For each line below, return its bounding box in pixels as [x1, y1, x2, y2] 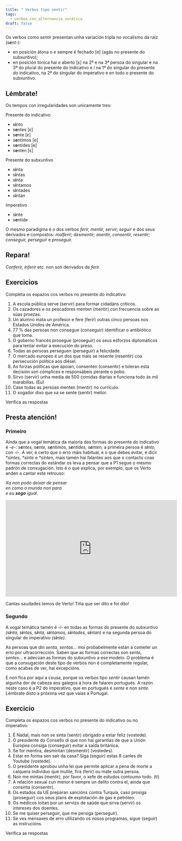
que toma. [12, 332, 33, 338]
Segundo [5, 613, 28, 620]
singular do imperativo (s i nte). [5, 634, 66, 641]
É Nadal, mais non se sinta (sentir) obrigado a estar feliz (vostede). [12, 732, 147, 738]
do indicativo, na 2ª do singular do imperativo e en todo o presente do [12, 70, 154, 76]
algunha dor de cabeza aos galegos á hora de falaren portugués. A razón [5, 679, 153, 685]
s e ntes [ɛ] [12, 127, 33, 133]
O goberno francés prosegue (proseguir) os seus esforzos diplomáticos [12, 337, 158, 343]
